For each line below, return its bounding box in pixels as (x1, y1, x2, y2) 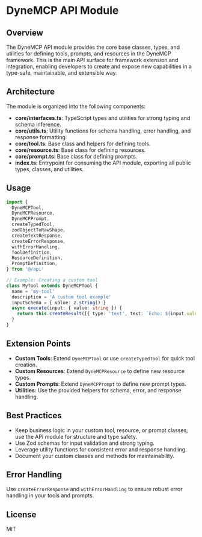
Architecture (6, 87, 55, 97)
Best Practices (6, 410, 62, 421)
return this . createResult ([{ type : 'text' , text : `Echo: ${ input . (17, 311, 187, 317)
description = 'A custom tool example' (11, 294, 112, 300)
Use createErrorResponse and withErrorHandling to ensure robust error (6, 486, 183, 493)
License (6, 509, 37, 520)
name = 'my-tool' (11, 288, 55, 294)
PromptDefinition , (11, 260, 58, 267)
